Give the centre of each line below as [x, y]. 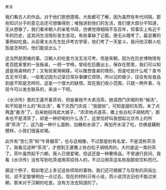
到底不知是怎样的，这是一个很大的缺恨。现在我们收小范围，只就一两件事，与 [83, 83]
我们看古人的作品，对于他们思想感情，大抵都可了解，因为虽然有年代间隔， [81, 17]
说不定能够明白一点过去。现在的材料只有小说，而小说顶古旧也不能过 [83, 176]
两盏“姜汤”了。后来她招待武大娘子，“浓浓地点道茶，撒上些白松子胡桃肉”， [80, 112]
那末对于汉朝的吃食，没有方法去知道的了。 [57, 183]
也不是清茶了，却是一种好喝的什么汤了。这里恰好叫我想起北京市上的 [79, 118]
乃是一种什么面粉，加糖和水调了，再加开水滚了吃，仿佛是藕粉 [98, 124]
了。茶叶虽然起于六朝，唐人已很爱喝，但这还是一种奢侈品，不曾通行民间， [81, 153]
